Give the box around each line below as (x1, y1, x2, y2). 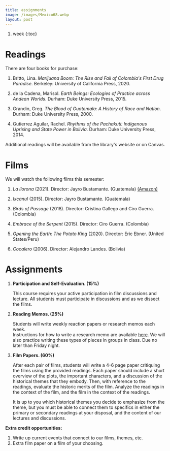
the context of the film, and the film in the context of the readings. (12, 389, 151, 395)
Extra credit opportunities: (5, 425, 62, 431)
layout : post (5, 17, 33, 22)
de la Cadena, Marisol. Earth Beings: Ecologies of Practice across (12, 90, 151, 96)
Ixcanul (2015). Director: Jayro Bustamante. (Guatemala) (12, 196, 130, 202)
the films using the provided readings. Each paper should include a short (12, 368, 165, 374)
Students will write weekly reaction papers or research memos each (12, 321, 155, 327)
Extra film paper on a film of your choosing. (12, 440, 104, 446)
